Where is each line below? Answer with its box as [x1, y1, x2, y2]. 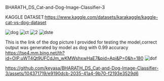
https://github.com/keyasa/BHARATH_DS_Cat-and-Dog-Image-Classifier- [5, 65, 159, 71]
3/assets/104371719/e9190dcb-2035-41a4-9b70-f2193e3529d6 [5, 70, 139, 76]
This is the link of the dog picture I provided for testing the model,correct [5, 39, 157, 45]
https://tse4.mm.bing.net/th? [5, 50, 65, 56]
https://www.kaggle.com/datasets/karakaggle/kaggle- [45, 14, 158, 20]
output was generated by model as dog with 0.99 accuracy [5, 45, 129, 50]
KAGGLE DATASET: [5, 14, 46, 20]
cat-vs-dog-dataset [5, 20, 47, 25]
